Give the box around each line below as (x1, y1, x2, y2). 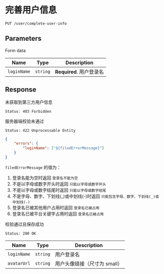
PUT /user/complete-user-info (5, 21, 67, 26)
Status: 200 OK (5, 231, 36, 236)
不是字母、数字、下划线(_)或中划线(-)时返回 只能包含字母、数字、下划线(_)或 (12, 193, 159, 199)
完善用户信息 (5, 4, 57, 16)
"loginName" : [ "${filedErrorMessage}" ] (23, 146, 105, 151)
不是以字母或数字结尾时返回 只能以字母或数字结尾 (12, 187, 107, 193)
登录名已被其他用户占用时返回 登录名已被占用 (12, 205, 100, 211)
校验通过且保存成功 (5, 221, 44, 227)
